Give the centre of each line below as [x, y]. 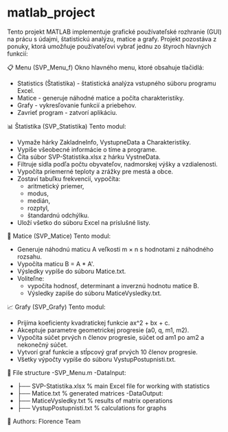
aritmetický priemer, [56, 186]
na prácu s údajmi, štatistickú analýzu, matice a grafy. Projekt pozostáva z [112, 39]
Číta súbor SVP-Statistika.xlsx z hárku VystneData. [89, 157]
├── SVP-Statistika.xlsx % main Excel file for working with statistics [113, 386]
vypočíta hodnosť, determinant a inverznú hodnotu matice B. [113, 285]
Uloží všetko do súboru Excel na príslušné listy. [84, 222]
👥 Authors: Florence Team [44, 421]
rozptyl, [38, 208]
